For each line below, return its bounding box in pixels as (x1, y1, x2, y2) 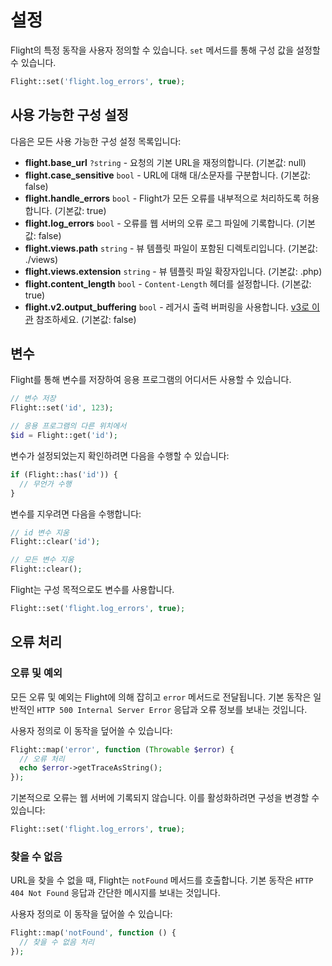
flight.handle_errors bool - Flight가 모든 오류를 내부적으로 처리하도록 (24, 192, 302, 204)
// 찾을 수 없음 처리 (19, 937, 95, 948)
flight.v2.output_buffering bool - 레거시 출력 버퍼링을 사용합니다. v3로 (24, 301, 310, 313)
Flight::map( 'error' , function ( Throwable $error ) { (10, 744, 235, 755)
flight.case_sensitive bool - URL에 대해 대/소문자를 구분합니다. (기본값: (24, 169, 311, 181)
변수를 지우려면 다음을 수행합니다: (10, 507, 142, 520)
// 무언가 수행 (19, 479, 72, 489)
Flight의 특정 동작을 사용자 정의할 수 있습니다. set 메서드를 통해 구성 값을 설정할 (10, 44, 321, 56)
